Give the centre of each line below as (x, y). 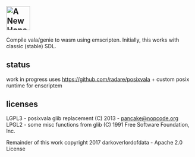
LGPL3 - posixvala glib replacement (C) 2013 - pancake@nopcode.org (92, 118)
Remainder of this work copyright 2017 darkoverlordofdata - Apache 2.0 (95, 143)
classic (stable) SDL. (31, 46)
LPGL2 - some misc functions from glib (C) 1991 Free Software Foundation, (98, 125)
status (18, 65)
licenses (22, 104)
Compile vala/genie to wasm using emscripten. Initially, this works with (93, 40)
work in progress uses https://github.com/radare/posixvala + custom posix (98, 79)
